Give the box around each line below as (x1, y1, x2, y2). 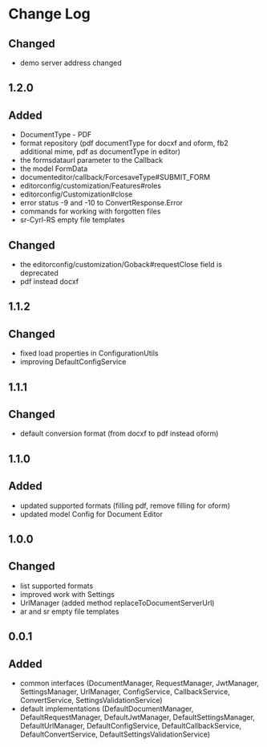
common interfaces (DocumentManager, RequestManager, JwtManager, (19, 679, 259, 688)
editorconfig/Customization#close (19, 189, 133, 199)
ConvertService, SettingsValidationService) (19, 696, 163, 705)
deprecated (19, 268, 59, 278)
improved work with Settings (19, 589, 115, 599)
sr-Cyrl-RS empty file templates (19, 215, 126, 225)
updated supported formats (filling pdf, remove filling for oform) (19, 501, 231, 510)
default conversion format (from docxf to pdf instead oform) (19, 428, 219, 438)
